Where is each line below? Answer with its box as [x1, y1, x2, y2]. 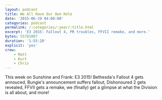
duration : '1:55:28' [5, 39, 47, 43]
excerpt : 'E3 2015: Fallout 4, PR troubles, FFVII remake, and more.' [5, 29, 150, 34]
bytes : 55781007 [5, 34, 38, 39]
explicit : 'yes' [5, 43, 38, 48]
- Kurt [14, 57, 27, 61]
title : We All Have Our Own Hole [5, 12, 73, 16]
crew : [5, 47, 16, 52]
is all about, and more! [5, 90, 49, 96]
